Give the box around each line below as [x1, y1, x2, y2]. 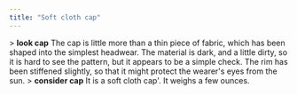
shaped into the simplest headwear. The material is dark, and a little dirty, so [9, 46, 288, 58]
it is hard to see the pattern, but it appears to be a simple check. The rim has [9, 56, 288, 67]
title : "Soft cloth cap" [9, 12, 101, 22]
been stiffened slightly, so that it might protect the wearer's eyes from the [9, 66, 277, 76]
